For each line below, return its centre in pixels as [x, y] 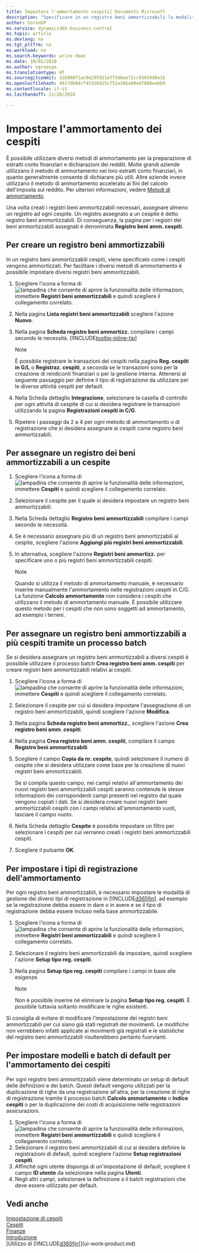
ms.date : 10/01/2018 [32, 61]
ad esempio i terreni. [40, 615]
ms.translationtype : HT [36, 72]
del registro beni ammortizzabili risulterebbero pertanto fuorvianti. [87, 1037]
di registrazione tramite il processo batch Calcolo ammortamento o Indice [97, 1098]
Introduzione [22, 1237]
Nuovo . [24, 320]
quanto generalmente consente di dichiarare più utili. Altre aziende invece [96, 177]
